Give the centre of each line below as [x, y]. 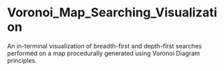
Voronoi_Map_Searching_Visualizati [112, 13]
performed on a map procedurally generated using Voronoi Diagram [104, 53]
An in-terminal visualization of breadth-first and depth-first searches [104, 46]
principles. [22, 60]
